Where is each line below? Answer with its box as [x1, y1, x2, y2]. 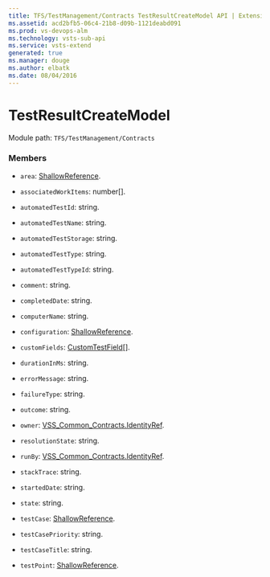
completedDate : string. [19, 295, 92, 305]
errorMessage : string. [19, 373, 89, 383]
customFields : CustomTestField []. [19, 342, 130, 352]
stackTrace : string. [19, 467, 82, 477]
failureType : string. [19, 389, 86, 399]
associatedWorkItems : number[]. [19, 186, 126, 196]
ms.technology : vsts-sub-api [8, 34, 106, 43]
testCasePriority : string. [19, 529, 103, 538]
